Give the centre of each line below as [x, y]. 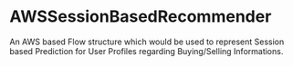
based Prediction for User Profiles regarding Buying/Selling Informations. [146, 51]
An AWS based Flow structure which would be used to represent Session [147, 42]
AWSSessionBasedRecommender [141, 17]
